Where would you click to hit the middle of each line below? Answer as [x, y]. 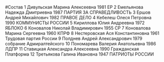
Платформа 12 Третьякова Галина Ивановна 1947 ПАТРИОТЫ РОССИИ [80, 54]
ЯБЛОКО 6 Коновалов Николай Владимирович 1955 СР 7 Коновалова [78, 28]
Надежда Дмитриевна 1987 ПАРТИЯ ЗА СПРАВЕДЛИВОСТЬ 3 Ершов [78, 12]
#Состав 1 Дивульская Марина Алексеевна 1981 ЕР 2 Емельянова [74, 7]
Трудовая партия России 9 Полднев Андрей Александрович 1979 [74, 38]
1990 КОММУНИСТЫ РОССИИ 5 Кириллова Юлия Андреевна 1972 [75, 23]
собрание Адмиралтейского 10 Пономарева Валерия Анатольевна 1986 [81, 44]
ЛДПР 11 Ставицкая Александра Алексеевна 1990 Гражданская [72, 49]
